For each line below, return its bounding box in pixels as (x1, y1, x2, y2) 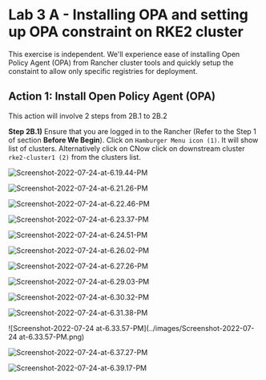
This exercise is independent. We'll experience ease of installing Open (8, 49, 240, 59)
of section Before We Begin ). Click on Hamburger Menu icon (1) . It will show (8, 135, 259, 145)
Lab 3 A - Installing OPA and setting (8, 6, 248, 24)
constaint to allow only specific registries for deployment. (8, 66, 198, 76)
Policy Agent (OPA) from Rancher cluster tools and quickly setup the (8, 58, 234, 67)
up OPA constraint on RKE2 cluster (8, 22, 244, 41)
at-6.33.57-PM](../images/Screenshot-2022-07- (95, 323, 255, 333)
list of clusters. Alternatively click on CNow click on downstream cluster (8, 143, 246, 153)
